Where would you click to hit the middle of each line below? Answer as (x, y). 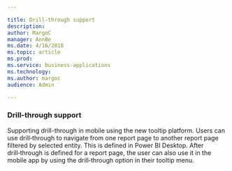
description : (26, 26)
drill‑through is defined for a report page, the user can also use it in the (109, 153)
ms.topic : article (34, 52)
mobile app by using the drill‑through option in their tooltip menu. (101, 160)
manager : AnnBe (29, 39)
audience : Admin (31, 84)
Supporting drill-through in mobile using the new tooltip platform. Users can (116, 131)
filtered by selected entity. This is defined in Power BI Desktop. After (106, 145)
